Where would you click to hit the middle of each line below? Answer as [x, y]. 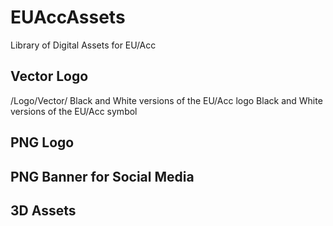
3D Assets [43, 210]
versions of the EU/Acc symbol [74, 111]
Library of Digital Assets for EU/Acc [83, 45]
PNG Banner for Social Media [102, 176]
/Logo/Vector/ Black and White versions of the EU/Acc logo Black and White [166, 100]
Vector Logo [49, 76]
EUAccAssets [68, 17]
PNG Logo [42, 142]
